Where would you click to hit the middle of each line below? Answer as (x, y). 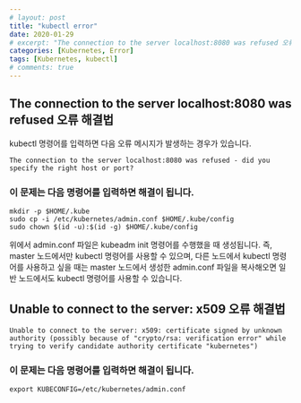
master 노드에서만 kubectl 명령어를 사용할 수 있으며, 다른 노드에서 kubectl (140, 255)
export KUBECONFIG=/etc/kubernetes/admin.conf (98, 390)
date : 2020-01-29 (42, 34)
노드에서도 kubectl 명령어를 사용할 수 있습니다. (100, 278)
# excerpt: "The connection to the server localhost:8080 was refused (144, 43)
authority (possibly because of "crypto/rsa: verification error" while (148, 338)
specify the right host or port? (72, 168)
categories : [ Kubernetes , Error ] (72, 51)
